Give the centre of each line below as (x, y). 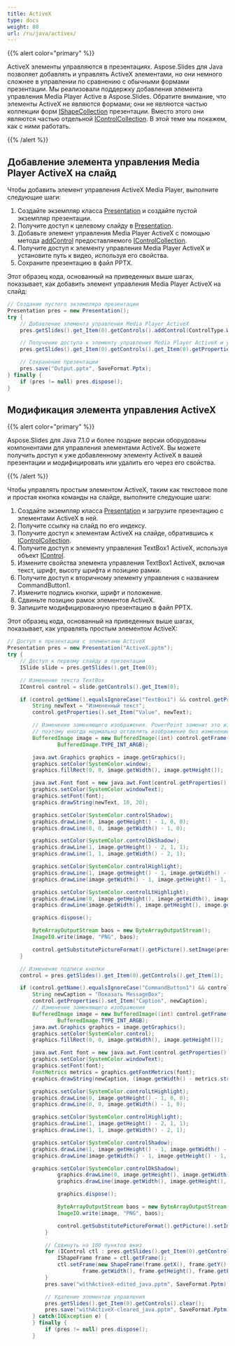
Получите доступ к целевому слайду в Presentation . (95, 226)
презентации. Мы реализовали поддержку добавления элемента (105, 89)
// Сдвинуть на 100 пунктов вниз (93, 1245)
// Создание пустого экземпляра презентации (73, 304)
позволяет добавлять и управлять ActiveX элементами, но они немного (115, 74)
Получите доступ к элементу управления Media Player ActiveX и (114, 248)
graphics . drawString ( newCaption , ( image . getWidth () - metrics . (126, 1079)
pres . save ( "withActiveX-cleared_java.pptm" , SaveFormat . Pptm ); (138, 1310)
